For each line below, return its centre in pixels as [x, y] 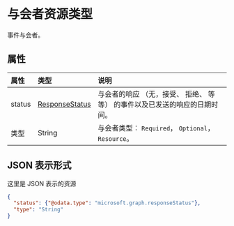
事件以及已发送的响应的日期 [166, 104]
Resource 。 [116, 138]
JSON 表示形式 [39, 166]
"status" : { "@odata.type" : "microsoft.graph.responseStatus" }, [107, 203]
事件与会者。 [25, 35]
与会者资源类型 [50, 14]
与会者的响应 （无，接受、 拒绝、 [152, 93]
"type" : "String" [39, 210]
